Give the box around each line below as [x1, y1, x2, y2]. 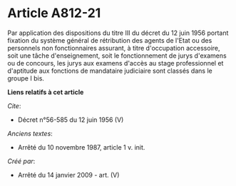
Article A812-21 [7, 5, 101, 21]
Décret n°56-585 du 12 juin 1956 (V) [17, 115, 124, 124]
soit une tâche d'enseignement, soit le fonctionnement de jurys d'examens [7, 51, 227, 60]
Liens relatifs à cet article [7, 88, 84, 96]
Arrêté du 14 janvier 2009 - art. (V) [17, 170, 120, 179]
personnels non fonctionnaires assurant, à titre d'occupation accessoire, [7, 43, 220, 52]
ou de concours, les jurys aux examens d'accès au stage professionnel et [7, 58, 224, 67]
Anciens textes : [7, 129, 53, 138]
